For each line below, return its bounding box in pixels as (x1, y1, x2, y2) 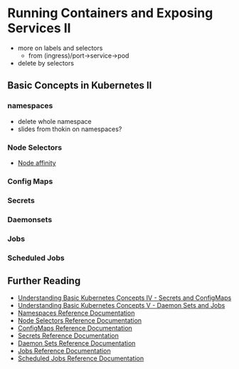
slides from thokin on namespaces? (17, 125, 122, 133)
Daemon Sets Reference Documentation (17, 339, 136, 348)
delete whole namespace (17, 117, 92, 125)
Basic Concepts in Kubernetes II (7, 80, 152, 92)
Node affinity (17, 158, 56, 167)
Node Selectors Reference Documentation (17, 316, 142, 325)
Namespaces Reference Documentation (17, 308, 135, 318)
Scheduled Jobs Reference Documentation (17, 354, 144, 363)
